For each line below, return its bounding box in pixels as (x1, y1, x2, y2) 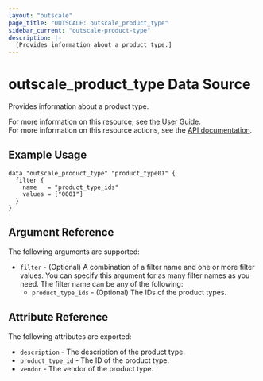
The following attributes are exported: (8, 331, 132, 341)
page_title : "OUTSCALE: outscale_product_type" (8, 19, 169, 27)
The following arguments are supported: (8, 247, 141, 256)
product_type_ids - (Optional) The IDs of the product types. (31, 287, 227, 297)
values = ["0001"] (22, 190, 83, 198)
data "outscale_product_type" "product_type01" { (8, 169, 176, 177)
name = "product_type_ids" (22, 183, 119, 191)
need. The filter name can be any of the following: (19, 279, 184, 288)
